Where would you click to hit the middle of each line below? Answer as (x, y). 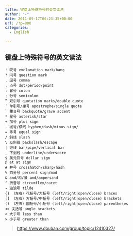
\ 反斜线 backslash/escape (31, 142)
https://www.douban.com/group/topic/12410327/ (66, 228)
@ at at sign (18, 162)
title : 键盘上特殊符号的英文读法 (34, 10)
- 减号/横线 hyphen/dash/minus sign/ (42, 127)
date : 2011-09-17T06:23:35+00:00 (39, 19)
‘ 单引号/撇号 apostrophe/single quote (43, 106)
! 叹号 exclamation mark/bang (35, 70)
